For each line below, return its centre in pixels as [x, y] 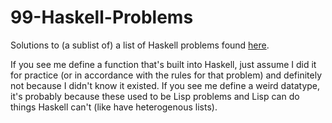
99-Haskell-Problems [102, 17]
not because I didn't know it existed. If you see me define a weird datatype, [165, 85]
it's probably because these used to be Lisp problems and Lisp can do [155, 96]
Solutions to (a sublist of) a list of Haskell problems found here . [140, 45]
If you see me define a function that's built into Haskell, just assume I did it [163, 64]
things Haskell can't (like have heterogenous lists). [114, 107]
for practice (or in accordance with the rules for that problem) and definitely [166, 75]
